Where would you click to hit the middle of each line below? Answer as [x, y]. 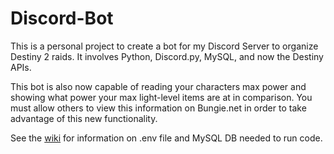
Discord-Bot [62, 18]
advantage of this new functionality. [84, 118]
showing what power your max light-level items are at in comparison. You [161, 97]
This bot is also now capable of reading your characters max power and [158, 86]
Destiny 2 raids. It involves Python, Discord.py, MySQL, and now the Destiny [167, 56]
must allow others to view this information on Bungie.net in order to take [158, 108]
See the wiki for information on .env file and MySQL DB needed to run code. [166, 138]
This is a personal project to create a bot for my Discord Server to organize [164, 46]
